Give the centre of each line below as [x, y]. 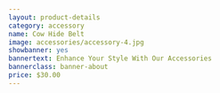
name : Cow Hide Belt [47, 34]
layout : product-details [54, 17]
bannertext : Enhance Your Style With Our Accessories [110, 58]
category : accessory [47, 26]
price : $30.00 [35, 75]
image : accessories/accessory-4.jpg [76, 42]
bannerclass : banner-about [58, 67]
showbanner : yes [38, 50]
